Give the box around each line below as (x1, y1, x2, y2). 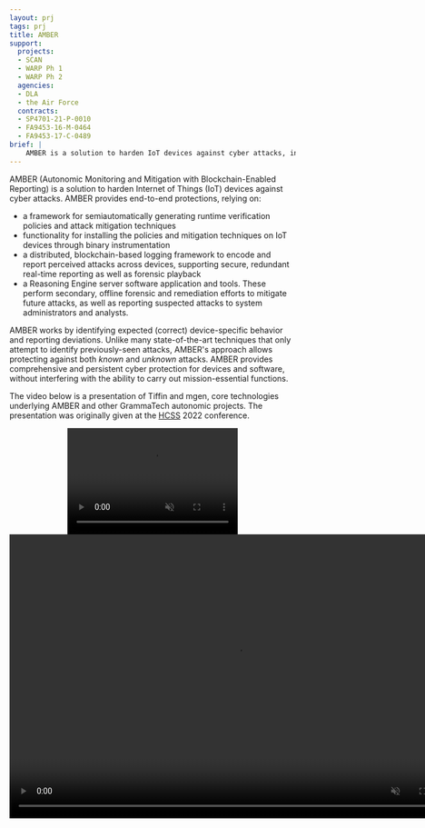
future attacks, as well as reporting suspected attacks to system (22, 297, 263, 308)
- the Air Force (17, 97, 79, 107)
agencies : (17, 81, 54, 90)
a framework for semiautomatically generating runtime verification (22, 210, 271, 221)
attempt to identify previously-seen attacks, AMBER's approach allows (9, 344, 273, 354)
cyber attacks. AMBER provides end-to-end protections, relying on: (9, 193, 262, 204)
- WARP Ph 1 (17, 65, 64, 74)
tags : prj (9, 22, 47, 31)
